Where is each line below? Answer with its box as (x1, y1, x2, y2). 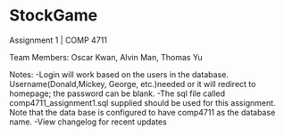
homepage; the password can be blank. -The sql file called (9, 88, 226, 99)
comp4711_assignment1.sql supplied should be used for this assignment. (9, 97, 276, 108)
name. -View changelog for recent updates (9, 116, 167, 127)
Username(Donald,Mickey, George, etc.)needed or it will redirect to (9, 78, 256, 89)
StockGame (9, 5, 98, 26)
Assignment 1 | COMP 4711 (9, 35, 107, 45)
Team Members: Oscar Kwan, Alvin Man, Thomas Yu (9, 52, 203, 62)
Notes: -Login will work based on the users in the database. (9, 68, 230, 80)
